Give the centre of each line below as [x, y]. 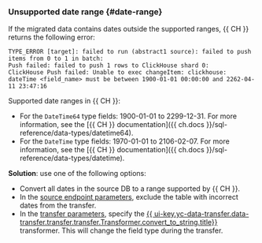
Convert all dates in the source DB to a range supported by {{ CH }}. [130, 189]
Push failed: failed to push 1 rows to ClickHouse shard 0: [109, 65]
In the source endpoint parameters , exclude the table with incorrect [129, 197]
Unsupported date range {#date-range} [85, 12]
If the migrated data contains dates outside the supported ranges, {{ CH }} [129, 29]
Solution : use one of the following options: [77, 174]
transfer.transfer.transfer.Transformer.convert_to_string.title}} [118, 222]
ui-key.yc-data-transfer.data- [201, 214]
